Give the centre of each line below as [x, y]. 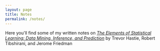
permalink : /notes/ [25, 19]
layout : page [19, 10]
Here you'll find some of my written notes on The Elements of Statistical [78, 33]
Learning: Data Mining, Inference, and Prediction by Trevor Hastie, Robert [80, 38]
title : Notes [19, 14]
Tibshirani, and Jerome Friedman [39, 44]
